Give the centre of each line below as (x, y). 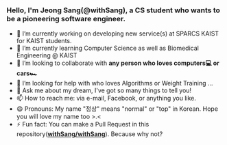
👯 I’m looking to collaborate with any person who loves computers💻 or (118, 63)
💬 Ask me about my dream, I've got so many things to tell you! (104, 90)
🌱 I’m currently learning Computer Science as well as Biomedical (108, 48)
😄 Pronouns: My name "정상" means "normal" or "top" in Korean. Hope (117, 109)
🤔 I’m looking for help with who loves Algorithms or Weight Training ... (115, 83)
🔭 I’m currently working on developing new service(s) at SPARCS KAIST (118, 34)
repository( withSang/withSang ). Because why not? (89, 134)
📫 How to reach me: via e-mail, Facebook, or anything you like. (106, 98)
